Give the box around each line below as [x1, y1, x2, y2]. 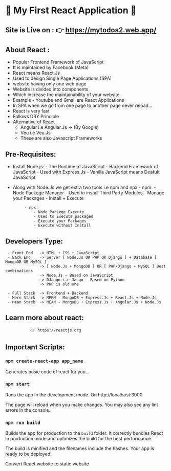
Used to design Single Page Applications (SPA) [12, 75, 112, 81]
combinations [5, 268, 33, 274]
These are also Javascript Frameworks [20, 135, 102, 141]
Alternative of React [12, 119, 55, 125]
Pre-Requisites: [5, 150, 56, 159]
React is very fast [12, 108, 50, 114]
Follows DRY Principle [12, 114, 59, 120]
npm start [5, 381, 30, 387]
